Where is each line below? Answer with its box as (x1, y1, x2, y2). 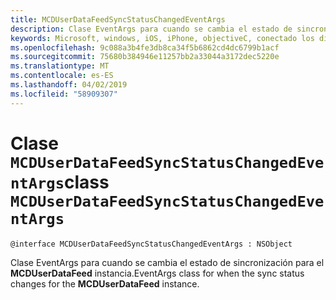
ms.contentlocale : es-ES (10, 71, 114, 81)
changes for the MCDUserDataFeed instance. (10, 277, 200, 290)
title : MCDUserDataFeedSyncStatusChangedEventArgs (10, 14, 226, 25)
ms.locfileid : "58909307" (10, 89, 118, 99)
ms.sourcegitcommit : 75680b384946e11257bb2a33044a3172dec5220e (10, 52, 280, 62)
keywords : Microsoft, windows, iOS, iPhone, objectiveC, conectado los (10, 33, 315, 43)
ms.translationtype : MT (10, 61, 110, 71)
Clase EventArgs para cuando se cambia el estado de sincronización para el (10, 256, 325, 268)
